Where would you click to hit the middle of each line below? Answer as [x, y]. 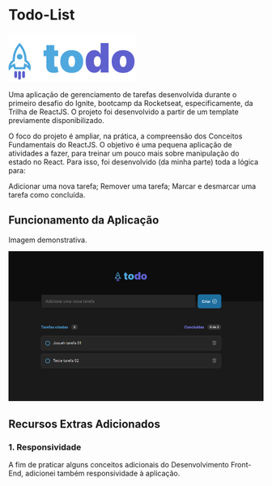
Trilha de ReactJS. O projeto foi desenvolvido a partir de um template [123, 112]
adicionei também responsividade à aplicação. [103, 473]
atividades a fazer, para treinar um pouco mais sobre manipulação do [124, 153]
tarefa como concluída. [47, 194]
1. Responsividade [45, 447]
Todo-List [42, 15]
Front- [241, 464]
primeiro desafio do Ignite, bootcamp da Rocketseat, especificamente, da [131, 103]
